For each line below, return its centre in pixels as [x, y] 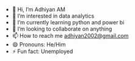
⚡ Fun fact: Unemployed [42, 51]
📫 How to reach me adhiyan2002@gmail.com [70, 36]
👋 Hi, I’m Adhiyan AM [39, 9]
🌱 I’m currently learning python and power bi [68, 22]
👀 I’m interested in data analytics [53, 16]
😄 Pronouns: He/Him [39, 45]
